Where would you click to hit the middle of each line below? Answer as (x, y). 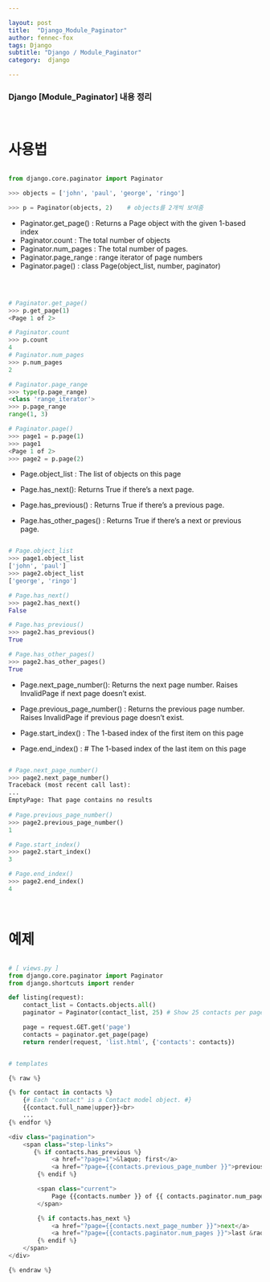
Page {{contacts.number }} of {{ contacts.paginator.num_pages (159, 1196)
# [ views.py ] (34, 968)
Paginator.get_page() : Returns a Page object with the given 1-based (133, 223)
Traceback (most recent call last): (70, 785)
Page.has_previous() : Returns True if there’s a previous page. (122, 505)
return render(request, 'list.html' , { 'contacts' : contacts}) (129, 1042)
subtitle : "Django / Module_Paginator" (75, 53)
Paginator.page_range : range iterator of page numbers (111, 257)
